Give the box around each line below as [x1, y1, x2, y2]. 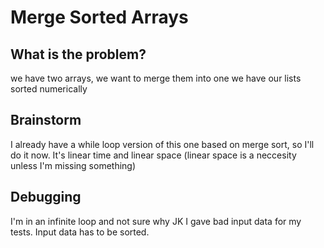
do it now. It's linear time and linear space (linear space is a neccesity [10, 149, 297, 161]
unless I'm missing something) [10, 159, 137, 171]
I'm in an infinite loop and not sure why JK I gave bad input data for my [10, 215, 302, 227]
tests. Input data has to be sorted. [10, 226, 150, 238]
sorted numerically [10, 83, 88, 95]
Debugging [10, 189, 82, 206]
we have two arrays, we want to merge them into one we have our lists [10, 72, 302, 84]
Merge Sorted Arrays [10, 6, 189, 29]
